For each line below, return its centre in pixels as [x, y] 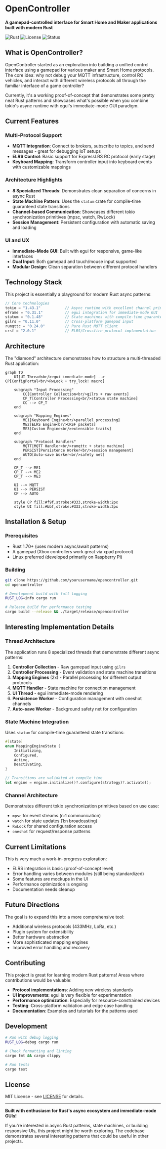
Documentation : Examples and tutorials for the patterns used [75, 1011]
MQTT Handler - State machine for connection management [74, 688]
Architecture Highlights [34, 180]
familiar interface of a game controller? [45, 86]
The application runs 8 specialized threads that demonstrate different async [82, 652]
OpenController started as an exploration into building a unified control [77, 64]
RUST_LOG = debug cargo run [32, 1042]
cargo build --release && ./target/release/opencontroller [67, 612]
